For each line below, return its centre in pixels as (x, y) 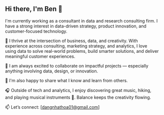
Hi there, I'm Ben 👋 (34, 9)
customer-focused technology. (36, 31)
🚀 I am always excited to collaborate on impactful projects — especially (77, 66)
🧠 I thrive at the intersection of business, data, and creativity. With (71, 41)
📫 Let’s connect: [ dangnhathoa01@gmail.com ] (52, 107)
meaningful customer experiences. (40, 56)
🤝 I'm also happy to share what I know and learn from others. (67, 80)
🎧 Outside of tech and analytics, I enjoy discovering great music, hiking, (78, 90)
